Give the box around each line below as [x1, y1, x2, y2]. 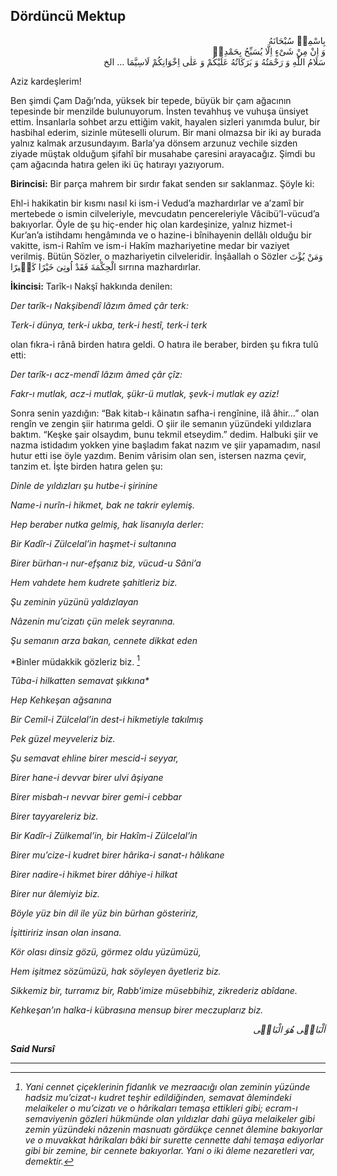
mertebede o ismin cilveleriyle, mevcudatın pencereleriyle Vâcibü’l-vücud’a [10, 207, 320, 219]
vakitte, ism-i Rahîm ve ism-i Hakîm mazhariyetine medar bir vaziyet [10, 239, 290, 251]
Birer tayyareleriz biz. [10, 810, 99, 823]
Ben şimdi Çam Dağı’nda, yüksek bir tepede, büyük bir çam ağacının [10, 94, 292, 106]
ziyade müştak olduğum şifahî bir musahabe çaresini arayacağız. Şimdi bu [10, 147, 316, 159]
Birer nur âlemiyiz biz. [10, 888, 101, 900]
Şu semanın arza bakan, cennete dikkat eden [10, 634, 198, 646]
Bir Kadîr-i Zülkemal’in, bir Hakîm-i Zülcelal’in [10, 830, 198, 842]
